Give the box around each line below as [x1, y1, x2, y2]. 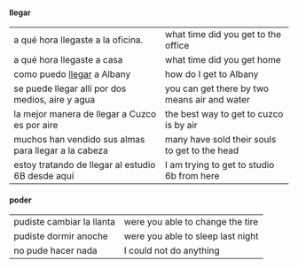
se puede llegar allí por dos [13, 82, 127, 95]
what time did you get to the [165, 28, 282, 41]
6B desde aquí [13, 170, 74, 182]
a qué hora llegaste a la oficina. [13, 34, 144, 46]
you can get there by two [165, 82, 269, 95]
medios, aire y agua [13, 94, 96, 106]
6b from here [165, 170, 220, 182]
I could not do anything [123, 244, 220, 257]
